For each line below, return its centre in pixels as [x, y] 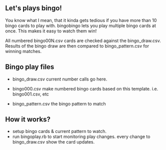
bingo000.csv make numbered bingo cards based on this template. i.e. [85, 88]
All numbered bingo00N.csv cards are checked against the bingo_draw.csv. [83, 40]
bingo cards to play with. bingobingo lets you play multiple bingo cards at [80, 25]
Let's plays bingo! [34, 8]
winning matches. [23, 51]
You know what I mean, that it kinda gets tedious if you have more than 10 [81, 20]
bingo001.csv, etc [30, 94]
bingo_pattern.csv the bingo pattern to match [59, 103]
